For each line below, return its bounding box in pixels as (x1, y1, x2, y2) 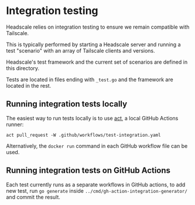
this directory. (6, 64, 40, 71)
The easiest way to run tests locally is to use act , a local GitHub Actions (6, 114, 179, 121)
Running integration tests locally (6, 99, 128, 109)
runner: (6, 121, 24, 128)
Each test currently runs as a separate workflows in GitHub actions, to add (6, 181, 186, 188)
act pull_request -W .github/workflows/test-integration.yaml (6, 132, 161, 138)
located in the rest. (6, 82, 52, 89)
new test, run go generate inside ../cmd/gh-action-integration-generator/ (6, 187, 187, 194)
